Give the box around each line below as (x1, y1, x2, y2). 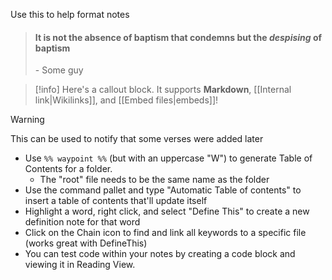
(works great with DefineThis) (24, 237, 148, 249)
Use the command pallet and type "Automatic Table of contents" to (24, 184, 302, 196)
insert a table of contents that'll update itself (24, 195, 208, 207)
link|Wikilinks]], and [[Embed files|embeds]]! (34, 94, 219, 106)
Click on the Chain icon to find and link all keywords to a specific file (24, 227, 307, 239)
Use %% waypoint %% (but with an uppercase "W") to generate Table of (24, 152, 313, 164)
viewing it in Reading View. (24, 259, 136, 271)
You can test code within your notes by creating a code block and (24, 248, 296, 260)
